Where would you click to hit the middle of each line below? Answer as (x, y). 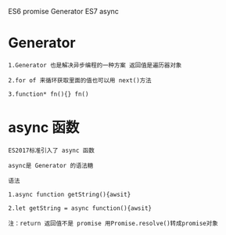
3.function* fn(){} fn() (48, 94)
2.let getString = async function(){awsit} (80, 208)
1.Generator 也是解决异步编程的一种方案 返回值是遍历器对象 (95, 65)
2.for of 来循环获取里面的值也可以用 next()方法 (80, 80)
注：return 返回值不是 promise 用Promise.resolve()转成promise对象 (113, 223)
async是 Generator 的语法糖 (51, 165)
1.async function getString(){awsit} (70, 194)
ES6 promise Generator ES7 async (64, 11)
